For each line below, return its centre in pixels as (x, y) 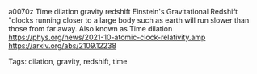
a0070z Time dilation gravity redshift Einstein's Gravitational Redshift (123, 12)
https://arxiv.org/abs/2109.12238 (63, 46)
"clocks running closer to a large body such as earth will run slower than (129, 20)
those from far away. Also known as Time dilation (91, 29)
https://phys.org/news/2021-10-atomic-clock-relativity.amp (107, 37)
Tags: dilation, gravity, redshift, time (68, 61)
